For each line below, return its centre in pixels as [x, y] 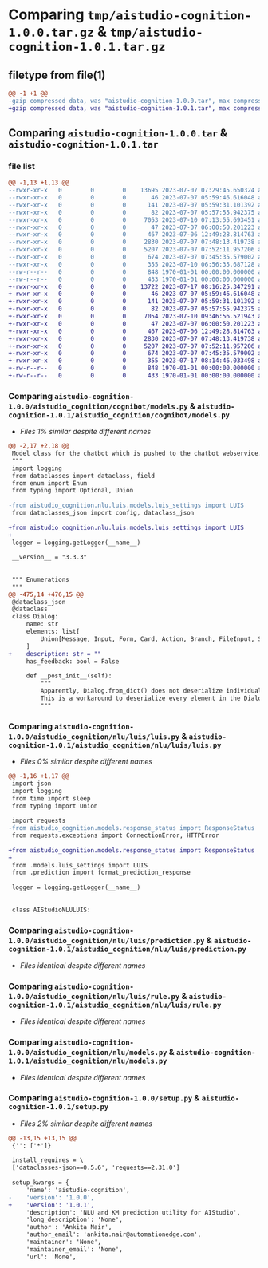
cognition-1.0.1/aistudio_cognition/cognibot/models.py [119, 415]
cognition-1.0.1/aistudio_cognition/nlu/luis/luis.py [115, 745]
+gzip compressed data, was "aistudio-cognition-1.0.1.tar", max [119, 108]
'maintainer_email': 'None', [75, 1249]
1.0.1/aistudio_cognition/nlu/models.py [88, 1061]
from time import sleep [51, 798]
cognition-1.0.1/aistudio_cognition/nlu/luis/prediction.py [128, 949]
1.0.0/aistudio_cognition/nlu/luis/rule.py [94, 996]
